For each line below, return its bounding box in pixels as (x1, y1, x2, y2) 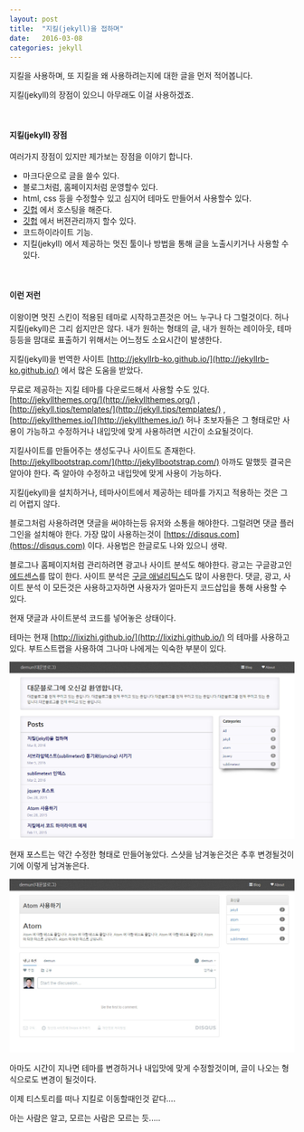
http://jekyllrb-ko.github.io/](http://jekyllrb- (109, 353, 270, 364)
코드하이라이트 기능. (22, 227, 93, 238)
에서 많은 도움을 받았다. (61, 365, 144, 376)
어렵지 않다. (18, 498, 61, 509)
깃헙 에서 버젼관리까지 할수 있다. (22, 215, 137, 226)
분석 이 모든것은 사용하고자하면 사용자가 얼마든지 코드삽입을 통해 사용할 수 (25, 582, 288, 593)
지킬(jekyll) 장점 (9, 129, 68, 140)
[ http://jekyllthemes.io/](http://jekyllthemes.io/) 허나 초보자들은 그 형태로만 (9, 414, 280, 425)
